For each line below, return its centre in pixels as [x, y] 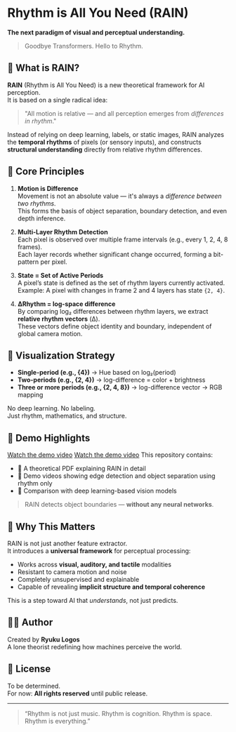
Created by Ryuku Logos [44, 639]
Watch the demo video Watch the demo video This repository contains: [110, 455]
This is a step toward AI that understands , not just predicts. [93, 600]
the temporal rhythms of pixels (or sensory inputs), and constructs [104, 142]
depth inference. [41, 218]
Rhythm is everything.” [57, 721]
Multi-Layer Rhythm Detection [63, 232]
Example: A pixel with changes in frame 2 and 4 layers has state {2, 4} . [121, 290]
